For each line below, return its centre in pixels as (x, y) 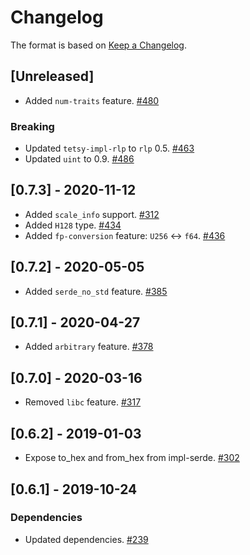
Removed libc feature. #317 (83, 402)
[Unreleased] (52, 76)
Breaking (32, 126)
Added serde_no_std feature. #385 (96, 291)
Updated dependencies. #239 (86, 539)
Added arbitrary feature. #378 (89, 347)
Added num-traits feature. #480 (92, 100)
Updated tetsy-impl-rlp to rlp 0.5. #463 (109, 148)
